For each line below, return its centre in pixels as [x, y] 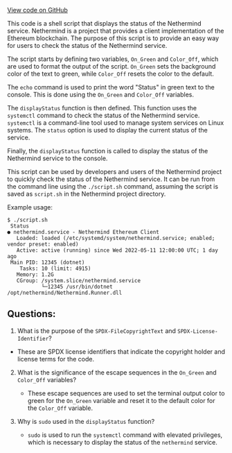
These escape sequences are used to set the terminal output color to [126, 393]
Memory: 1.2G [35, 275]
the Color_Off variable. [60, 408]
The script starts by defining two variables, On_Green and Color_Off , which [113, 59]
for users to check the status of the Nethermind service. [87, 45]
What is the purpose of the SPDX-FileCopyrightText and [97, 331]
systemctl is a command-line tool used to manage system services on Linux [116, 123]
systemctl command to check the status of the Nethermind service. [104, 115]
